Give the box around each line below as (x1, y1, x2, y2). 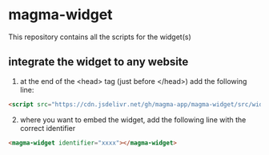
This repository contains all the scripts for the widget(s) (8, 32, 192, 42)
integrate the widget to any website (8, 55, 189, 69)
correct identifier (19, 123, 76, 133)
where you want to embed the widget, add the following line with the (19, 114, 247, 125)
